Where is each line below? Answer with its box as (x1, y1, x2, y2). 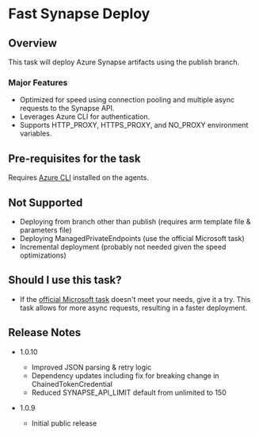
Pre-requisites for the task (8, 151, 141, 165)
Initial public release (31, 418, 97, 428)
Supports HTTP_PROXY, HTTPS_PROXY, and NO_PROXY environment (19, 120, 249, 130)
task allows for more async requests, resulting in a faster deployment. (19, 303, 248, 312)
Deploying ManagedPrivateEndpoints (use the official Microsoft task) (19, 233, 245, 243)
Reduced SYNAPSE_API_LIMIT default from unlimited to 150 (31, 388, 227, 397)
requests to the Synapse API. (19, 104, 115, 113)
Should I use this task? (8, 273, 122, 287)
